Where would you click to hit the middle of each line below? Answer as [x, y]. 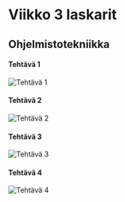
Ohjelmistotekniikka [59, 44]
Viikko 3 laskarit [62, 15]
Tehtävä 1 [25, 65]
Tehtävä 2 [25, 101]
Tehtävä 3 [25, 137]
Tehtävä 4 [25, 172]
